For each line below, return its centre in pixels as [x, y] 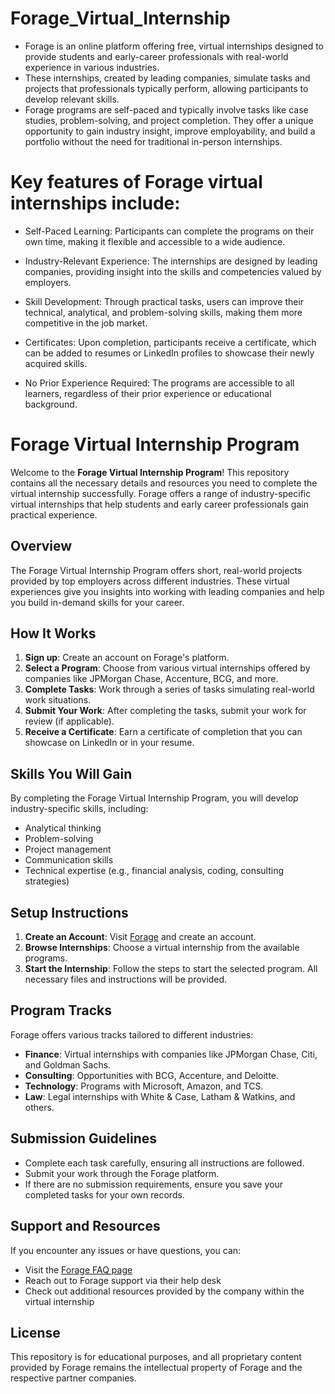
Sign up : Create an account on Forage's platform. [127, 658]
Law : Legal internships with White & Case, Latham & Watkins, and [160, 1096]
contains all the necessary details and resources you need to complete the [164, 483]
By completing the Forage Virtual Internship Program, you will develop [154, 798]
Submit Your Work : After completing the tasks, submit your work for [165, 711]
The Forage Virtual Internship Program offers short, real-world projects [156, 570]
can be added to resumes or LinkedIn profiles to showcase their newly [169, 353]
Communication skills [69, 860]
